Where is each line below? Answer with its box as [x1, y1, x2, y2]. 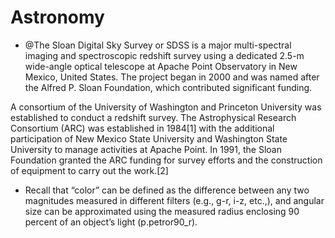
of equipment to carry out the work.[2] [10, 164, 169, 176]
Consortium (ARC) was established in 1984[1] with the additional [10, 122, 275, 134]
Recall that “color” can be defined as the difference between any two [24, 184, 310, 196]
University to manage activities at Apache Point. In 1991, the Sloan [10, 143, 282, 155]
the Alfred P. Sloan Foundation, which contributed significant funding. [24, 81, 313, 93]
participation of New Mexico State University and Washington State [10, 132, 288, 145]
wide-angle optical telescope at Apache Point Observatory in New [24, 60, 298, 72]
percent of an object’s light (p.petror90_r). [24, 216, 198, 228]
